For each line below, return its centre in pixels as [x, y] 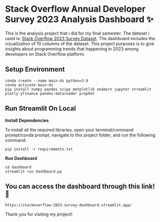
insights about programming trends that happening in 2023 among [72, 49]
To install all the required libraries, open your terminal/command [69, 130]
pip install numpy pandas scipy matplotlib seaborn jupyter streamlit [78, 89]
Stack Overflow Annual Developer [75, 9]
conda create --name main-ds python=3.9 [47, 81]
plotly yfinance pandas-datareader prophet [50, 93]
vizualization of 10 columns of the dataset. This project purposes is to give [80, 44]
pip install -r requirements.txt [39, 149]
